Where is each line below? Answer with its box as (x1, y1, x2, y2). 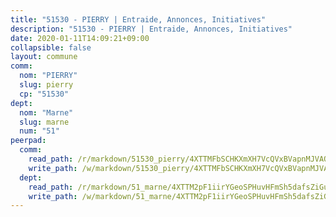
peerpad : (10, 136, 47, 146)
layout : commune (10, 52, 78, 62)
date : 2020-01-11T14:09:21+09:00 (10, 33, 150, 43)
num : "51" (19, 126, 60, 136)
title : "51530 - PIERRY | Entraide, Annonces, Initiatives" (10, 14, 267, 25)
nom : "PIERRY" (19, 71, 78, 81)
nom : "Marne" (19, 107, 74, 118)
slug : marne (19, 117, 70, 127)
